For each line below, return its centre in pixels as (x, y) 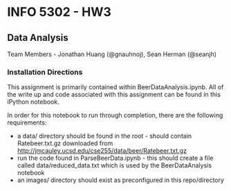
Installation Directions (45, 72)
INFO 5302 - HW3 (59, 12)
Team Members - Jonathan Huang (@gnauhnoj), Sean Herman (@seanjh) (112, 54)
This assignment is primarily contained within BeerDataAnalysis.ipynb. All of (115, 87)
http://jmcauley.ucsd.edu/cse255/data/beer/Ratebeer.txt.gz (102, 151)
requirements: (27, 122)
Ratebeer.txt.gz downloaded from (65, 143)
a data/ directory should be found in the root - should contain (104, 136)
